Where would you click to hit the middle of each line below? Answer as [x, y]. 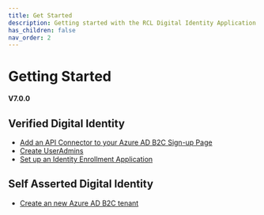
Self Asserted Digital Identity [81, 184]
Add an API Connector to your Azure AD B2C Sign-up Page [116, 142]
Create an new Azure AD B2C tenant [79, 203]
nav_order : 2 [30, 38]
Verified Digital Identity [66, 123]
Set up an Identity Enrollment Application [86, 159]
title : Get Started [40, 15]
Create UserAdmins [51, 151]
